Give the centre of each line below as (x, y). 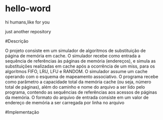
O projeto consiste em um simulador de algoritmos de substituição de (75, 50)
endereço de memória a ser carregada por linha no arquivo (65, 102)
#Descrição (17, 41)
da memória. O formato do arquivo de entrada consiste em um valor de (77, 97)
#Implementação (22, 112)
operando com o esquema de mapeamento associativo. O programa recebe (82, 76)
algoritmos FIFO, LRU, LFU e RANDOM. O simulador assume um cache (76, 71)
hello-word (28, 9)
